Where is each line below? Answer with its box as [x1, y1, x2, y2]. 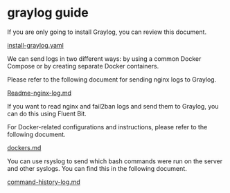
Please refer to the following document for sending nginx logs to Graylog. [7, 75, 217, 84]
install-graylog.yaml [7, 41, 64, 49]
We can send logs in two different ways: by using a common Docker [7, 54, 202, 63]
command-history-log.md [7, 178, 81, 186]
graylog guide [7, 5, 89, 21]
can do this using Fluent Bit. [7, 109, 87, 118]
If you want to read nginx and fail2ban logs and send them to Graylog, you [7, 102, 219, 110]
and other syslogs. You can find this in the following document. [7, 164, 187, 172]
